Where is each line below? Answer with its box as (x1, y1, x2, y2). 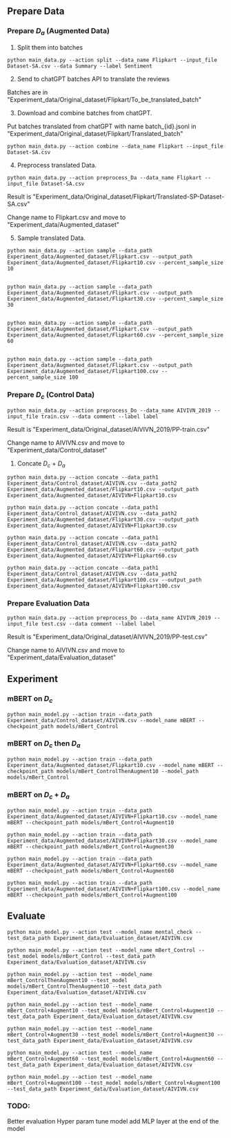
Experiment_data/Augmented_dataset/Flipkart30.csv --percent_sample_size (7, 295, 224, 302)
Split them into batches (17, 43, 83, 51)
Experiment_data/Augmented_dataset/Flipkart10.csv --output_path (7, 486, 199, 493)
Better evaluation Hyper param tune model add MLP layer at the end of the (7, 1117, 219, 1125)
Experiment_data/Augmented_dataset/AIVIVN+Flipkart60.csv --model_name (7, 861, 217, 868)
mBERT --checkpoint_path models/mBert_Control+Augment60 (7, 867, 174, 875)
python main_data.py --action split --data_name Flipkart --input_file (7, 57, 217, 63)
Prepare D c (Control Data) (7, 390, 95, 401)
